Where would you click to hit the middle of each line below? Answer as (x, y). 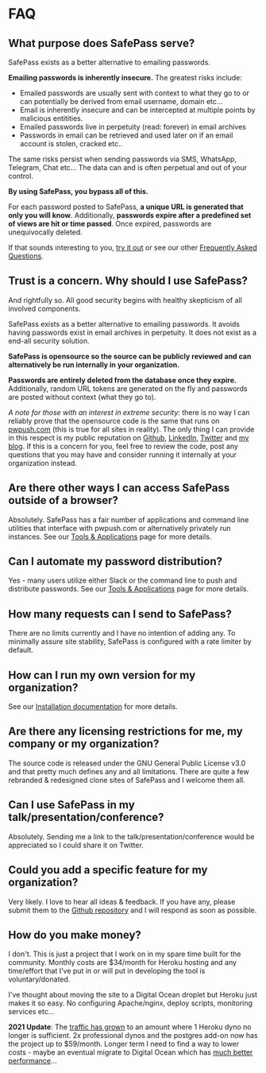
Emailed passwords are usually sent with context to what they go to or (135, 93)
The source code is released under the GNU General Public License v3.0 (127, 763)
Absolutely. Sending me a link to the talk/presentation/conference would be (131, 836)
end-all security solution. (49, 341)
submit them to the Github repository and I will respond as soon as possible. (133, 910)
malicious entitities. (51, 118)
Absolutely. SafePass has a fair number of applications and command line (129, 519)
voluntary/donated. (39, 979)
